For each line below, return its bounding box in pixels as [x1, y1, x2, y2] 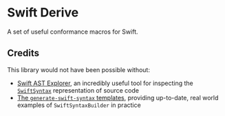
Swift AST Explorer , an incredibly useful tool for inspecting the [17, 79, 194, 87]
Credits [7, 47, 40, 59]
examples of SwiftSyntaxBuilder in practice [17, 101, 141, 109]
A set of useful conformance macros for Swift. [7, 27, 139, 36]
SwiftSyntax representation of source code [17, 86, 140, 94]
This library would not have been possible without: [7, 65, 150, 73]
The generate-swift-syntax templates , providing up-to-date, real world [17, 93, 219, 102]
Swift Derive [7, 5, 79, 21]
